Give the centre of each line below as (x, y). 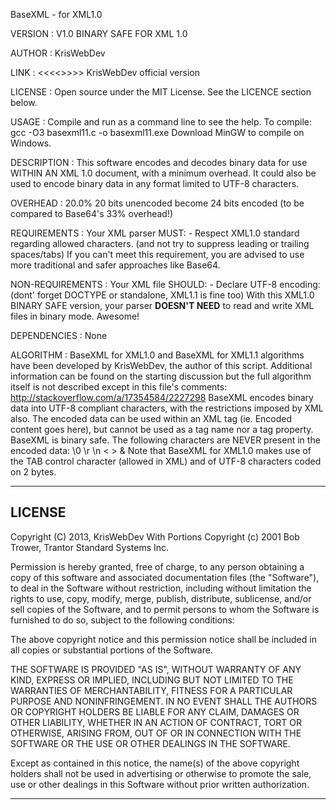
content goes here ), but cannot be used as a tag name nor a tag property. (162, 429)
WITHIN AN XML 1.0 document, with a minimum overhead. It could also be (163, 173)
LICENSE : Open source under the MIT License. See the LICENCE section (161, 92)
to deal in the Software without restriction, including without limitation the (161, 588)
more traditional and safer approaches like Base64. (115, 265)
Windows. (31, 143)
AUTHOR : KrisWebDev (58, 53)
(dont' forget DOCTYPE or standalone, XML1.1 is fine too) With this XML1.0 (162, 295)
